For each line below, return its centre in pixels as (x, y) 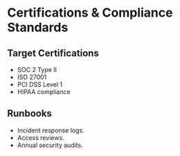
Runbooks (29, 113)
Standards (38, 27)
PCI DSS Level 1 (40, 84)
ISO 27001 (32, 77)
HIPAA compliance (44, 92)
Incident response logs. (51, 130)
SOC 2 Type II (37, 70)
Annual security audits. (50, 145)
